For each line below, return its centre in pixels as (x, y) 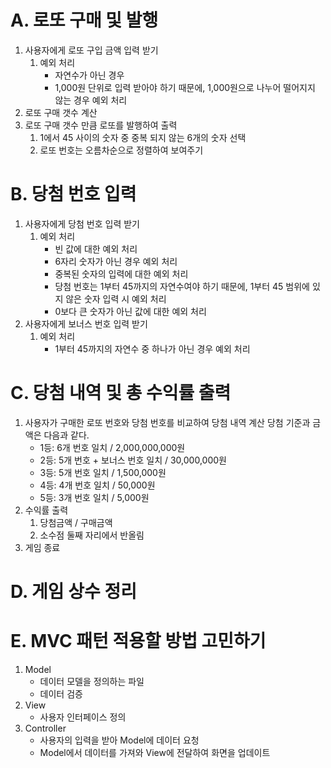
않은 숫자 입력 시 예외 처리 (116, 298)
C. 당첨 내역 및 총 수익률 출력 (121, 393)
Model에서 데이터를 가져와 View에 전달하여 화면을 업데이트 (155, 752)
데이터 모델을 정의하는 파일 (92, 681)
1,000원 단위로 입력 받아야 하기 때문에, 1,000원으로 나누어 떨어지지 (185, 87)
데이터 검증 (61, 693)
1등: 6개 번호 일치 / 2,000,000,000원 (112, 447)
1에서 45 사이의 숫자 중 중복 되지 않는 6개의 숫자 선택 (143, 137)
